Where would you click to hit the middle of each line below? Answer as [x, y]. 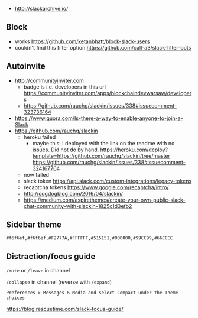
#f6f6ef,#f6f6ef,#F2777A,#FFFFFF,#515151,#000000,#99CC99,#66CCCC [90, 238]
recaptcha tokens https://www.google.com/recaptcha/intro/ [96, 187]
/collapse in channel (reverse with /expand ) [59, 282]
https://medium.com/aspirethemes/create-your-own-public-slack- [104, 200]
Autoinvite [26, 66]
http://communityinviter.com [49, 80]
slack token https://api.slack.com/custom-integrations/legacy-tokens [108, 181]
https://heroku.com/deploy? [134, 150]
